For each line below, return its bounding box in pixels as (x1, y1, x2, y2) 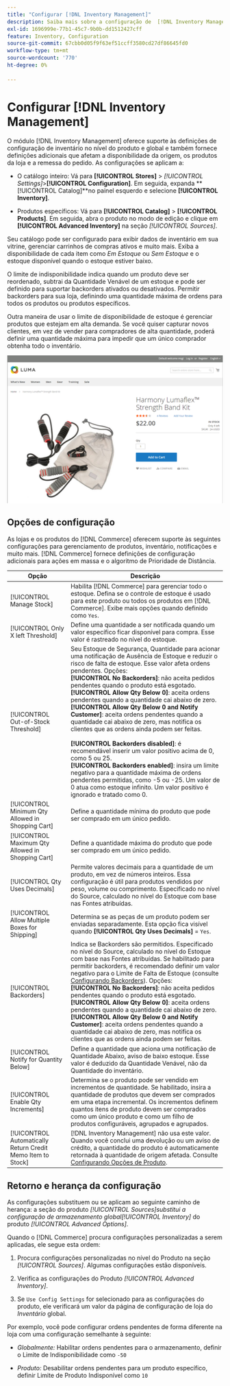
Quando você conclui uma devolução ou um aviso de (71, 1136, 220, 1145)
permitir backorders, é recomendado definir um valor (71, 962, 220, 970)
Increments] (10, 1105, 44, 1113)
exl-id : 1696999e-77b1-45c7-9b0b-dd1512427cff (7, 25, 142, 32)
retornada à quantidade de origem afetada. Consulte (71, 1151, 218, 1159)
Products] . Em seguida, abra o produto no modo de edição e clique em (16, 214, 218, 222)
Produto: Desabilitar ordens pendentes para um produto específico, (16, 1364, 208, 1372)
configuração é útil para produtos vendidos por (71, 877, 203, 885)
